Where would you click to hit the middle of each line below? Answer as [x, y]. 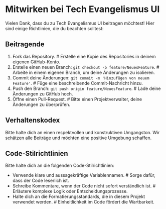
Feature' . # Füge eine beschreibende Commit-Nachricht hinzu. [77, 83]
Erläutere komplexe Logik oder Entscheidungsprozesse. [70, 191]
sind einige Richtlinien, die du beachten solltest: [54, 28]
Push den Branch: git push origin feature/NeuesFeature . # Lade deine [87, 88]
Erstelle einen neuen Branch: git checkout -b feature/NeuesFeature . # [86, 67]
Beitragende [25, 44]
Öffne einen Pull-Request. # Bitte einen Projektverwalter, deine [77, 99]
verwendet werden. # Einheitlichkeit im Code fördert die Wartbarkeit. [83, 202]
